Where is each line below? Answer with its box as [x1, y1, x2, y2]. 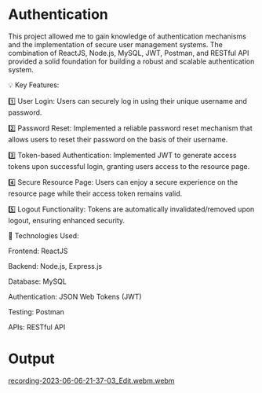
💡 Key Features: [8, 80, 60, 90]
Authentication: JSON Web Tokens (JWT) [8, 292, 143, 301]
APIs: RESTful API [8, 322, 66, 332]
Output [8, 350, 55, 368]
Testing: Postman [8, 307, 64, 316]
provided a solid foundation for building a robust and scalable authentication [8, 57, 255, 66]
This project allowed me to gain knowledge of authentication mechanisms [8, 31, 247, 41]
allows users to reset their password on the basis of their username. [8, 134, 228, 144]
